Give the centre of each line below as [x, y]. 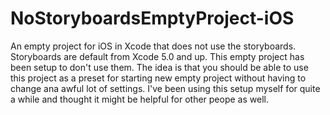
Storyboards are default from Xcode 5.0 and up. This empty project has [157, 56]
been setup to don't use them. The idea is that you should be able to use [159, 67]
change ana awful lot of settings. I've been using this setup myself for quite [165, 88]
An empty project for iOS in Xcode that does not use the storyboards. [153, 46]
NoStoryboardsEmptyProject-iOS [152, 18]
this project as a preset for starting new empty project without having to [158, 78]
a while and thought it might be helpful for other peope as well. [139, 99]
